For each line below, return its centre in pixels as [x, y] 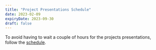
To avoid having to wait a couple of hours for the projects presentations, [78, 37]
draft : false [18, 23]
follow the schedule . [26, 43]
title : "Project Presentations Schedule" [48, 10]
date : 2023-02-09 [23, 14]
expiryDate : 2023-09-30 [30, 19]
